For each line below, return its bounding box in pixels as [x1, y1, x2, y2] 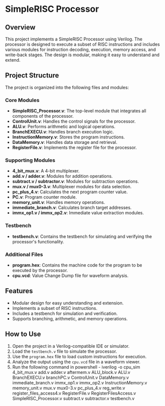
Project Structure [5, 71, 59, 80]
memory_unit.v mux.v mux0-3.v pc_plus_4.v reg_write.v [12, 385, 126, 391]
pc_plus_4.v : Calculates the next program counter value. [12, 189, 128, 195]
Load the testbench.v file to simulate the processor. [12, 348, 117, 354]
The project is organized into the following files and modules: [5, 84, 129, 90]
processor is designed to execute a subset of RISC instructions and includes [5, 41, 160, 47]
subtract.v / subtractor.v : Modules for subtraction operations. [12, 178, 139, 184]
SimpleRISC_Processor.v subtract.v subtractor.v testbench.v [12, 395, 134, 401]
